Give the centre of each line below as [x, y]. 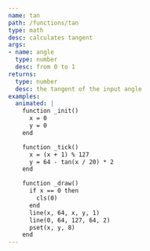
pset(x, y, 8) [52, 227]
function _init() [51, 111]
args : [17, 45]
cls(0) [47, 198]
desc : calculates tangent [50, 37]
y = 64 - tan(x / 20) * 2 [71, 162]
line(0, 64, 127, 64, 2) [70, 220]
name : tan [24, 15]
